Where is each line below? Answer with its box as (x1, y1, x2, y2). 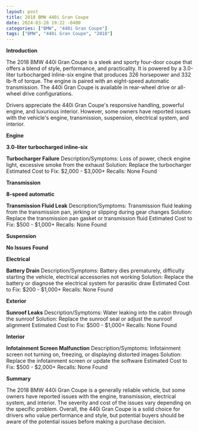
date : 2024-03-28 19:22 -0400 (6, 20, 81, 26)
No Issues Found (6, 244, 49, 251)
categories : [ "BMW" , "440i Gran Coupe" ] (6, 25, 108, 31)
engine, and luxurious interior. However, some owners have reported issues (6, 108, 191, 115)
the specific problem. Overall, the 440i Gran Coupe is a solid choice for (6, 405, 181, 413)
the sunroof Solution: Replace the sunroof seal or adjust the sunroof (6, 315, 172, 322)
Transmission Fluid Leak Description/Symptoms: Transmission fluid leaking (6, 202, 192, 210)
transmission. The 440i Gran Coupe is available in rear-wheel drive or (6, 84, 176, 91)
